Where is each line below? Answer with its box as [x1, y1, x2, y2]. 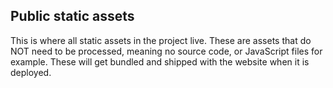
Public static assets [10, 8, 135, 25]
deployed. [10, 66, 52, 78]
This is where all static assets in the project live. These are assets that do [10, 34, 312, 46]
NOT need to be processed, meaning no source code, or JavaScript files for [10, 45, 323, 57]
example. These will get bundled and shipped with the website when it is [10, 55, 310, 68]
